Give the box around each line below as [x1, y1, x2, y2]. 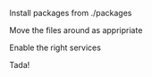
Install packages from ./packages [9, 8, 132, 18]
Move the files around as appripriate [9, 25, 143, 35]
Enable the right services [9, 42, 101, 53]
